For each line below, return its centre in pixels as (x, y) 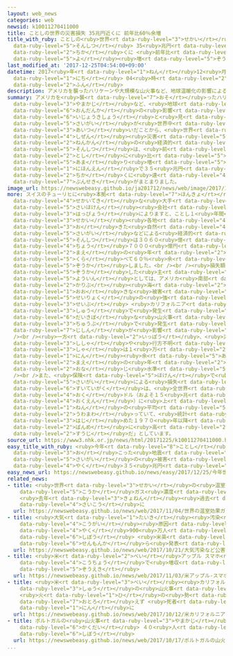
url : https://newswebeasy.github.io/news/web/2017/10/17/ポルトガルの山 (117, 640)
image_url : (23, 188)
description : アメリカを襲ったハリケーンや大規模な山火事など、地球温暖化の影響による (117, 91)
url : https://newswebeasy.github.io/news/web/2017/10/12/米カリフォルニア (120, 615)
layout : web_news (32, 14)
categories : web (31, 20)
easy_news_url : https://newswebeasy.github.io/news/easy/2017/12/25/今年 (115, 473)
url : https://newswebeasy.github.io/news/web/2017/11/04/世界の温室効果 (117, 511)
